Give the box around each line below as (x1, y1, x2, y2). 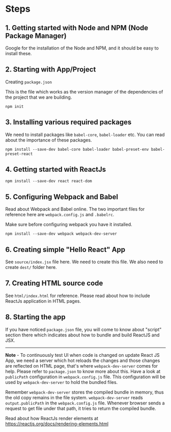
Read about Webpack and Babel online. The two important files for (5, 206, 145, 212)
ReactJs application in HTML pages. (5, 298, 81, 304)
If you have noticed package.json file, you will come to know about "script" (5, 326, 162, 332)
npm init (5, 104, 24, 109)
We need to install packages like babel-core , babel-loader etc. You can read (5, 131, 165, 138)
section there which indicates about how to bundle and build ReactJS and (5, 332, 160, 338)
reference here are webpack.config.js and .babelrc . (5, 212, 115, 218)
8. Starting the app (5, 313, 66, 322)
